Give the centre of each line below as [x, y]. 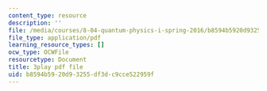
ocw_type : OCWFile [39, 52]
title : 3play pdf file [46, 67]
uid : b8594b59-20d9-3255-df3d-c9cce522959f [81, 74]
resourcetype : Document [48, 60]
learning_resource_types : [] [56, 45]
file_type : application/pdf [55, 38]
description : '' [35, 23]
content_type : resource [48, 15]
